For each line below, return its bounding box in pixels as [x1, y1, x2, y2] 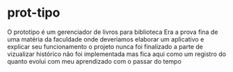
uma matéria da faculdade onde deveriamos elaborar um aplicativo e [7, 35, 204, 43]
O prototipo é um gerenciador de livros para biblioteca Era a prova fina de [7, 28, 218, 36]
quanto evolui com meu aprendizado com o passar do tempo [7, 57, 182, 65]
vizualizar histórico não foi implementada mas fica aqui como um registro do [7, 50, 227, 58]
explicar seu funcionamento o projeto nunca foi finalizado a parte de [7, 42, 203, 51]
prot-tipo [7, 5, 61, 21]
